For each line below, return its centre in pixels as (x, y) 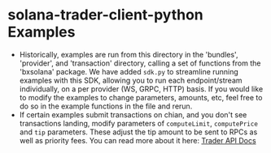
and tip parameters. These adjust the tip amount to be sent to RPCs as (138, 132)
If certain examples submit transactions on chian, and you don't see (133, 114)
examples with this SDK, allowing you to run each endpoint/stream (131, 80)
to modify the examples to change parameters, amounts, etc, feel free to (141, 97)
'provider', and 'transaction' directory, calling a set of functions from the (140, 63)
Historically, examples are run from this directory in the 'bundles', (129, 54)
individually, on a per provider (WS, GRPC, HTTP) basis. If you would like (141, 89)
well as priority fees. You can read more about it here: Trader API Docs (138, 140)
